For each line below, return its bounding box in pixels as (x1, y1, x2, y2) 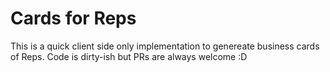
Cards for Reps (10, 7, 137, 30)
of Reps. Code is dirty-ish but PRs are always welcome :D (10, 50, 248, 62)
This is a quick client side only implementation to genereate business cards (10, 40, 320, 52)
